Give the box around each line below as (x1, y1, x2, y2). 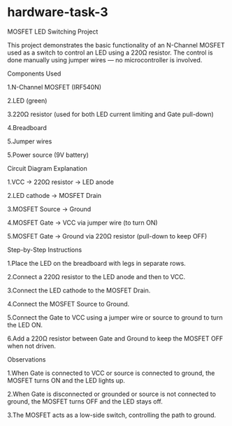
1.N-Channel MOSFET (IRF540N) (7, 83, 102, 91)
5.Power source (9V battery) (7, 150, 89, 159)
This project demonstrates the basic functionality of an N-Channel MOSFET (7, 41, 225, 49)
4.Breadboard (7, 123, 48, 132)
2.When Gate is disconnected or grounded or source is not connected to (7, 390, 217, 398)
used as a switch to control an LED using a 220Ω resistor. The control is (7, 48, 213, 57)
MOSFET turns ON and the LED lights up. (7, 376, 126, 385)
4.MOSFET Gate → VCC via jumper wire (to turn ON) (7, 218, 159, 227)
